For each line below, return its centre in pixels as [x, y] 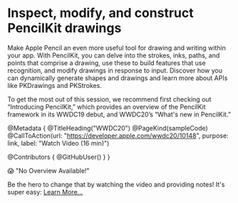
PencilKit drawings [64, 28]
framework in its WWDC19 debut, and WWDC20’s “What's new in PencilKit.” [119, 114]
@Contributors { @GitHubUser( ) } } [59, 157]
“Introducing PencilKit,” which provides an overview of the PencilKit [107, 106]
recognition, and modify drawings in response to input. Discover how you [115, 70]
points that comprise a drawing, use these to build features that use [107, 62]
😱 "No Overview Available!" [49, 170]
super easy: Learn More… [45, 192]
